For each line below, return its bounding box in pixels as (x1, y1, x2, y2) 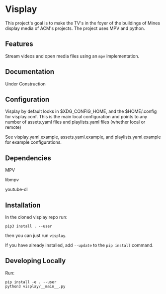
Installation (5, 201, 41, 209)
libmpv (5, 177, 19, 183)
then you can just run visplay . (5, 233, 67, 238)
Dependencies (5, 154, 51, 162)
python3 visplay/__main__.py (5, 284, 66, 289)
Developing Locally (5, 257, 66, 265)
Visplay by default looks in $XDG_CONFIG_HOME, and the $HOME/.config (5, 108, 157, 114)
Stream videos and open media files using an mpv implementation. (5, 53, 140, 59)
